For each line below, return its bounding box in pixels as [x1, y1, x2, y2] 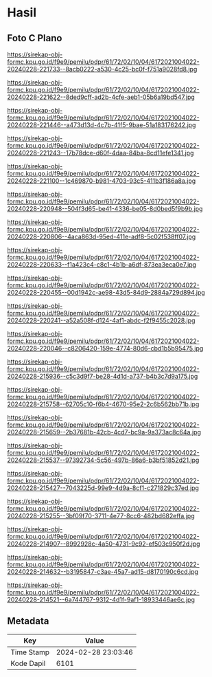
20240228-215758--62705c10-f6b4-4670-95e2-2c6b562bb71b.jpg [7, 400, 200, 408]
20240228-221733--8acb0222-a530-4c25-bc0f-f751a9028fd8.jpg [7, 65, 198, 73]
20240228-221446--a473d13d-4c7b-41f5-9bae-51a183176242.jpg [7, 121, 196, 129]
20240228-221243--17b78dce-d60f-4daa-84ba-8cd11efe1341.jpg [7, 149, 194, 157]
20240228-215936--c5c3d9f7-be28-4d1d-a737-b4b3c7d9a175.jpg [7, 373, 198, 380]
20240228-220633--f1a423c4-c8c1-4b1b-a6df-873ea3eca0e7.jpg [7, 260, 197, 269]
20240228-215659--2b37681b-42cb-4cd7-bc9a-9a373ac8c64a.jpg [7, 428, 201, 436]
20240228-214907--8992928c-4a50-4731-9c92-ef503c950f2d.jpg [7, 540, 200, 548]
